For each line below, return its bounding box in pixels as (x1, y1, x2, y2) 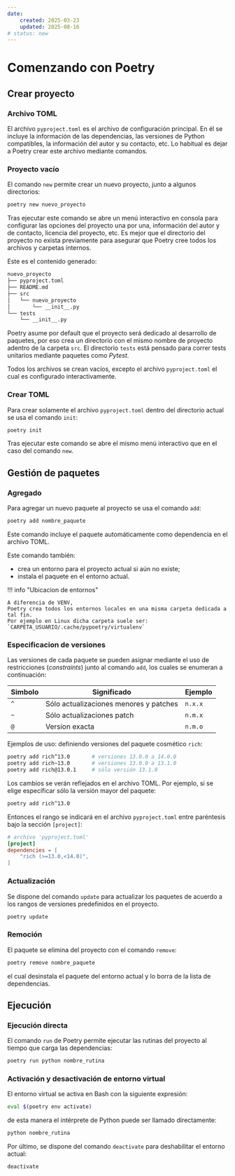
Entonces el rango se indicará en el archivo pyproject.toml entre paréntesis (7, 813, 226, 821)
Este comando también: (7, 551, 76, 560)
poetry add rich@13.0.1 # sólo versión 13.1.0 (7, 766, 158, 773)
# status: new (7, 29, 49, 37)
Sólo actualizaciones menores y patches (45, 699, 178, 709)
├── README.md (7, 284, 49, 291)
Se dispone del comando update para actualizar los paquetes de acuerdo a (7, 892, 222, 900)
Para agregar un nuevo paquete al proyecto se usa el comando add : (7, 504, 201, 512)
